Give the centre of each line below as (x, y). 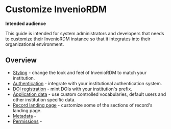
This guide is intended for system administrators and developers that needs (85, 33)
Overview (21, 60)
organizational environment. (35, 44)
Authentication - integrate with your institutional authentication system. (87, 83)
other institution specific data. (44, 99)
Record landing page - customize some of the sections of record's (82, 105)
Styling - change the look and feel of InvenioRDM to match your (80, 72)
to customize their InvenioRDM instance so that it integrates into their (78, 39)
